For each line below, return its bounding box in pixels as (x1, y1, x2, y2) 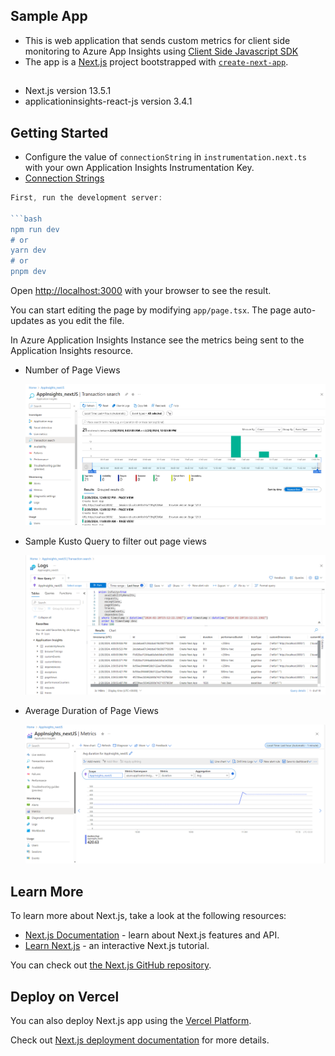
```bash (10, 214, 43, 224)
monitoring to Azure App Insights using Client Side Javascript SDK (24, 45, 299, 57)
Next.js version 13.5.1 (24, 85, 112, 97)
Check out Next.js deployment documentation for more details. (10, 1034, 270, 1046)
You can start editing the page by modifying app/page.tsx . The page (10, 304, 292, 316)
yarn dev (10, 245, 47, 256)
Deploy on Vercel (10, 988, 120, 1005)
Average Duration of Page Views (24, 705, 159, 717)
